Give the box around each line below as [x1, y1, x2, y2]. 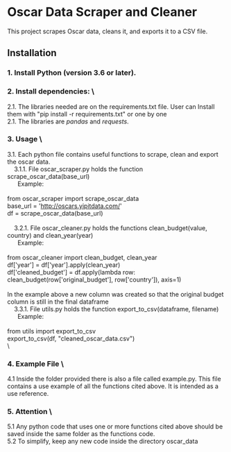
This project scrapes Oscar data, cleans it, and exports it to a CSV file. [7, 27, 208, 35]
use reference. [7, 390, 49, 398]
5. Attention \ [7, 407, 52, 417]
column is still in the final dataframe [7, 297, 109, 306]
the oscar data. [7, 157, 51, 166]
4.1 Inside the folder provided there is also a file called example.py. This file [7, 375, 221, 383]
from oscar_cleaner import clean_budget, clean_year [7, 253, 157, 261]
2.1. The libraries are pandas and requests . [7, 117, 130, 125]
